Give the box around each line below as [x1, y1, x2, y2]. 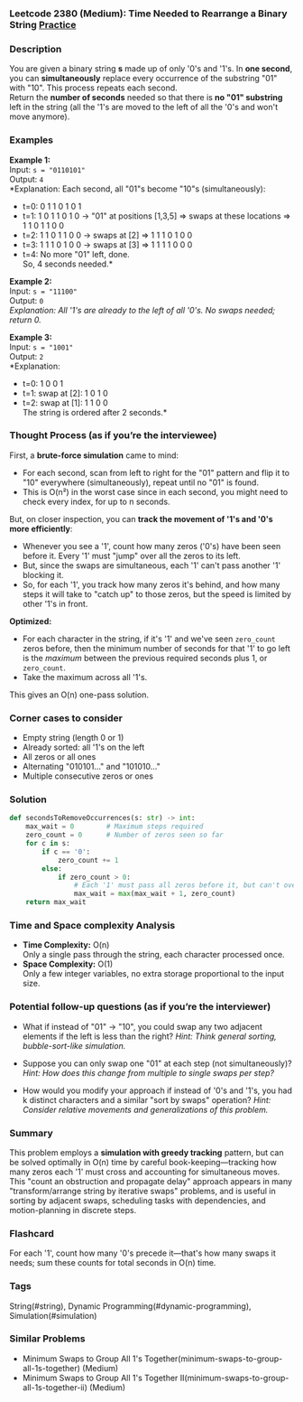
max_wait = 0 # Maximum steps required [25, 822, 204, 831]
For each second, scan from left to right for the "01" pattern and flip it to [22, 467, 290, 478]
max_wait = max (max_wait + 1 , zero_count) [73, 889, 236, 899]
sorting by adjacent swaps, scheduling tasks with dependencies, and [9, 1195, 266, 1206]
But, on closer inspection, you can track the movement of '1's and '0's [9, 513, 273, 524]
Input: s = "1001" [9, 341, 74, 352]
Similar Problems [9, 1332, 86, 1345]
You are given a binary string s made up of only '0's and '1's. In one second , [9, 63, 293, 74]
